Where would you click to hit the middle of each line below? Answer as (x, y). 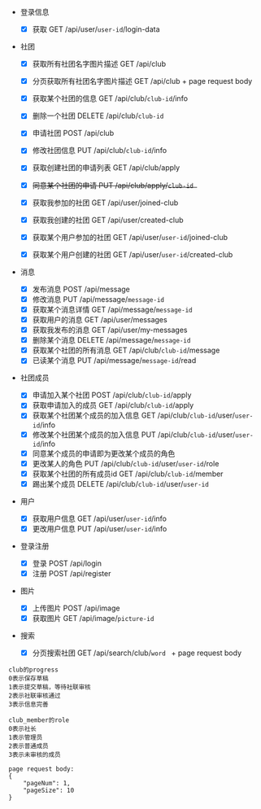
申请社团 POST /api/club (73, 133)
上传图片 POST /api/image (76, 608)
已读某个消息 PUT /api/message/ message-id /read (114, 361)
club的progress (33, 670)
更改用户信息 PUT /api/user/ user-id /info (100, 528)
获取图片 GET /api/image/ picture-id (93, 619)
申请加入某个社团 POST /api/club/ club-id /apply (112, 395)
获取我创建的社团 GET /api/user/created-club (108, 220)
